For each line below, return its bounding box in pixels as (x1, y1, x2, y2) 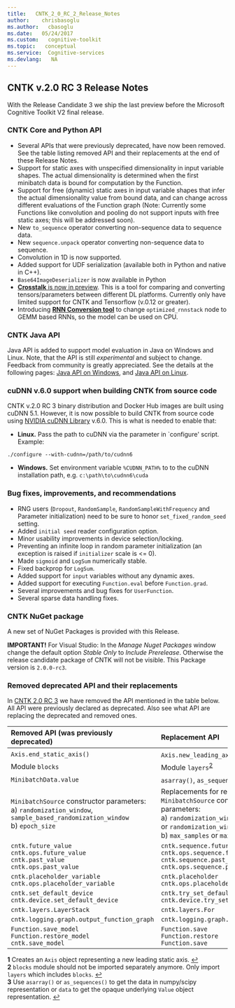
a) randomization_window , (10, 805, 93, 815)
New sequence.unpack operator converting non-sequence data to (17, 238, 204, 246)
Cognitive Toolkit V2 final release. (7, 108, 104, 116)
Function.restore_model (10, 932, 90, 940)
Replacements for (160, 786, 219, 796)
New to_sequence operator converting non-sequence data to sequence (17, 223, 222, 231)
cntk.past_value (10, 856, 65, 864)
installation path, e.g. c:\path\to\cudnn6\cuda (17, 471, 149, 479)
